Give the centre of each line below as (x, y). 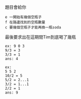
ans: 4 (12, 59)
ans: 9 (12, 93)
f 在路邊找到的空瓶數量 (25, 22)
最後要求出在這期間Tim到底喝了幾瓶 (40, 37)
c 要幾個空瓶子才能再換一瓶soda (33, 28)
